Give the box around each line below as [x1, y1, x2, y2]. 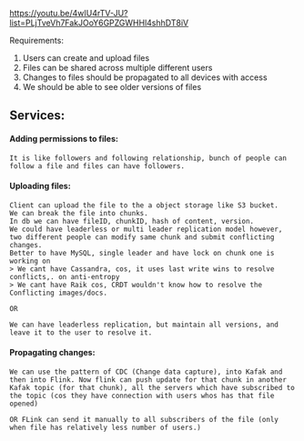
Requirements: [9, 35, 64, 45]
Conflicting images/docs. [9, 288, 107, 297]
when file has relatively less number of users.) [9, 423, 202, 432]
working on [9, 256, 51, 266]
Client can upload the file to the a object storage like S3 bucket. [9, 200, 279, 210]
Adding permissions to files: [9, 133, 118, 144]
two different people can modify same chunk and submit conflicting [9, 232, 275, 242]
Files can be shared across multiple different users [22, 63, 213, 73]
